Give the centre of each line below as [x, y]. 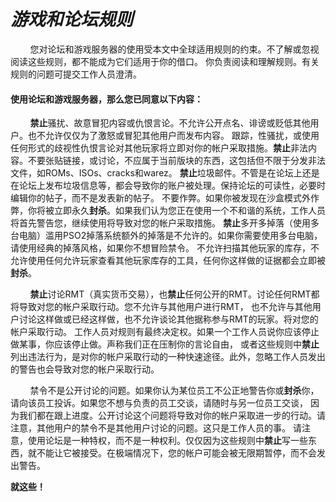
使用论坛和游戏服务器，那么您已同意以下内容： [106, 99]
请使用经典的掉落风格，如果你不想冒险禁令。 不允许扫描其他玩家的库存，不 [165, 248]
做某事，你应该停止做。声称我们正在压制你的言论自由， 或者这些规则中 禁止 [165, 344]
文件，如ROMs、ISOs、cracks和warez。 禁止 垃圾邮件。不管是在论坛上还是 [165, 173]
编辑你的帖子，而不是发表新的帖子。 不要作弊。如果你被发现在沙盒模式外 [160, 198]
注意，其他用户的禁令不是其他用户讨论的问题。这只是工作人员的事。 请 [156, 428]
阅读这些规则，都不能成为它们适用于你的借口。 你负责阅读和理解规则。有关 [165, 61]
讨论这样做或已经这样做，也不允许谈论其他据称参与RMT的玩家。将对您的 [168, 319]
